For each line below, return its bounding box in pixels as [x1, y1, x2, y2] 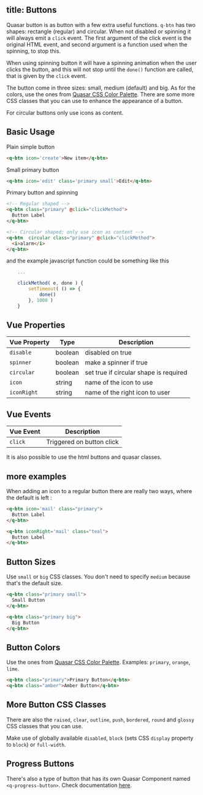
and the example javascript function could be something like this [6, 257, 169, 264]
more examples [6, 471, 67, 482]
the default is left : [6, 494, 52, 502]
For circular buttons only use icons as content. [6, 109, 124, 116]
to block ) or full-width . [6, 740, 66, 748]
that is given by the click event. [6, 72, 87, 79]
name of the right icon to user [85, 388, 170, 397]
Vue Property [9, 338, 50, 347]
